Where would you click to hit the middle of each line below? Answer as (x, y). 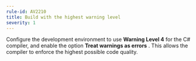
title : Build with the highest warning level (63, 17)
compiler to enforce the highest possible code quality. (72, 52)
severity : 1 (21, 23)
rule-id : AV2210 (26, 12)
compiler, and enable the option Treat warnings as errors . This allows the (97, 46)
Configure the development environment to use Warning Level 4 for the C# (98, 40)
